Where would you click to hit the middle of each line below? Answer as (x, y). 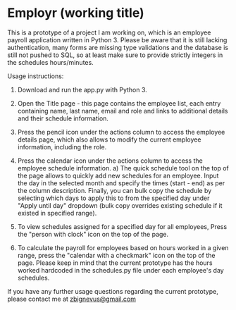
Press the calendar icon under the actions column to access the (110, 161)
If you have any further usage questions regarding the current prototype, (113, 291)
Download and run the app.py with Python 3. (82, 89)
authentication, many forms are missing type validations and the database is (118, 47)
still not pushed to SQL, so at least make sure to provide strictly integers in (115, 55)
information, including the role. (62, 147)
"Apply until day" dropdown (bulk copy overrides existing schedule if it (120, 205)
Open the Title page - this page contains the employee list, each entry (119, 103)
